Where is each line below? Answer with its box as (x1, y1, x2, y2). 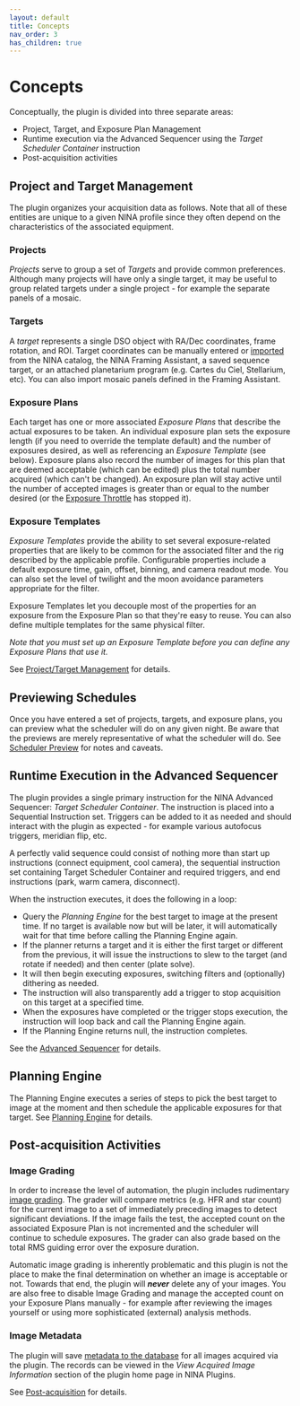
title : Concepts (9, 22, 70, 31)
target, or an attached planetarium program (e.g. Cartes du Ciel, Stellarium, (9, 364, 287, 375)
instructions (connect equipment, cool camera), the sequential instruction (9, 857, 280, 868)
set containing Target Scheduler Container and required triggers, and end (9, 867, 280, 878)
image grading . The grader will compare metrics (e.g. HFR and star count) (9, 1194, 282, 1205)
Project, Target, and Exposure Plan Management (21, 124, 201, 135)
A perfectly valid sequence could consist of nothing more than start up (9, 847, 270, 858)
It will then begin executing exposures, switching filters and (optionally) (21, 968, 286, 979)
